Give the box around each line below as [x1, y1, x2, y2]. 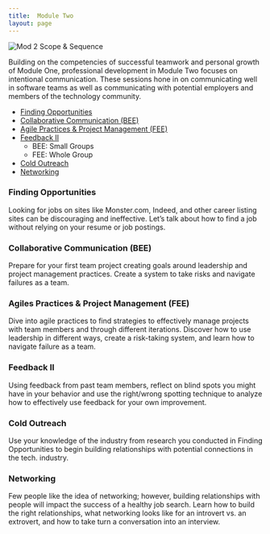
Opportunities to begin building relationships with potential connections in [8, 444, 254, 453]
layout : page [8, 19, 52, 27]
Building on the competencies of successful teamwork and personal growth [8, 57, 260, 67]
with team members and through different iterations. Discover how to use [8, 325, 251, 334]
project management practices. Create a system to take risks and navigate [8, 269, 255, 279]
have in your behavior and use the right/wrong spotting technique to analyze [8, 388, 263, 399]
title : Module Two [8, 11, 74, 20]
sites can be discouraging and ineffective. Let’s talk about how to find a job [8, 213, 258, 223]
